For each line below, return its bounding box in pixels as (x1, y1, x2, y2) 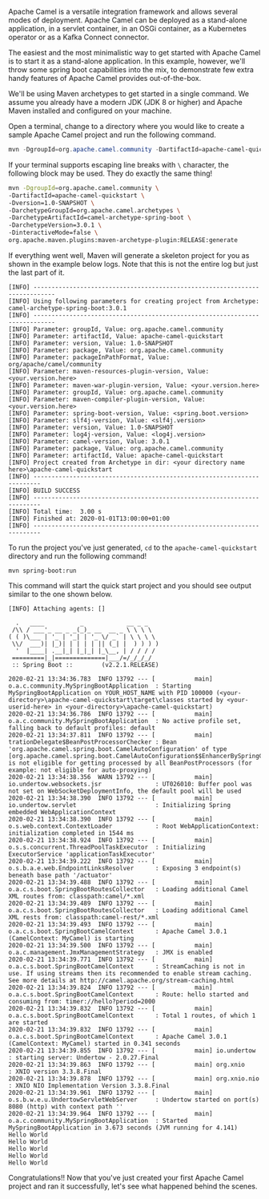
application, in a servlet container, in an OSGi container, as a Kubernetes (8, 24, 247, 33)
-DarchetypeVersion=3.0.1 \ (8, 221, 102, 229)
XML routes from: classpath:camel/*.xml (8, 892, 146, 900)
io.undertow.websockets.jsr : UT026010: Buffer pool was (8, 780, 252, 788)
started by (187, 696, 224, 704)
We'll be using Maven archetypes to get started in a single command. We (8, 89, 250, 99)
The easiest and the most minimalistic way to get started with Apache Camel (8, 48, 261, 57)
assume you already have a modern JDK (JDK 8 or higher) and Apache (8, 98, 243, 107)
